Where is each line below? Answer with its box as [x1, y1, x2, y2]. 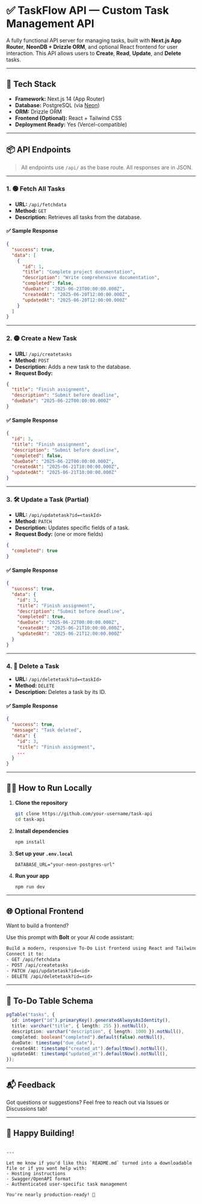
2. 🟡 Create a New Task [6, 334, 77, 342]
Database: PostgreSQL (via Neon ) [14, 101, 100, 109]
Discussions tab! [6, 1105, 47, 1112]
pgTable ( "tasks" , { [6, 1012, 55, 1018]
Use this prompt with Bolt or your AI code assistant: [6, 934, 134, 941]
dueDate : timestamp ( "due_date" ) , [11, 1039, 96, 1046]
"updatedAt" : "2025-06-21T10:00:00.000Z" [11, 470, 117, 476]
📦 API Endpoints [6, 145, 71, 155]
